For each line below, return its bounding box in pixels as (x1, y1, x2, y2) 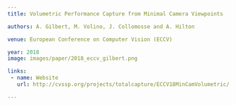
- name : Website (10, 75, 59, 82)
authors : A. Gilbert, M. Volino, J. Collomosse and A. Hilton (7, 23, 195, 30)
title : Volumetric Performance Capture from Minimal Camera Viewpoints (7, 10, 223, 18)
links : (7, 68, 27, 75)
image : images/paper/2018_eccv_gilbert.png (7, 55, 138, 62)
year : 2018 (7, 49, 40, 56)
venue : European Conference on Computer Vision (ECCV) (7, 36, 173, 43)
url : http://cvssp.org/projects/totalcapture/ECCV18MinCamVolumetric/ (16, 81, 230, 88)
